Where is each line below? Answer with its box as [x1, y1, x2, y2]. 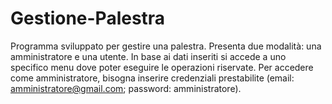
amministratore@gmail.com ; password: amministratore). [10, 82, 242, 94]
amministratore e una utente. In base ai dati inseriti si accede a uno [10, 50, 287, 62]
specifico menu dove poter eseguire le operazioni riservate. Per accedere [10, 61, 314, 73]
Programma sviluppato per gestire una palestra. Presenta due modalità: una [10, 40, 322, 52]
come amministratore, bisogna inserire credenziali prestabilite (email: [10, 72, 295, 84]
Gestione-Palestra [10, 7, 166, 30]
